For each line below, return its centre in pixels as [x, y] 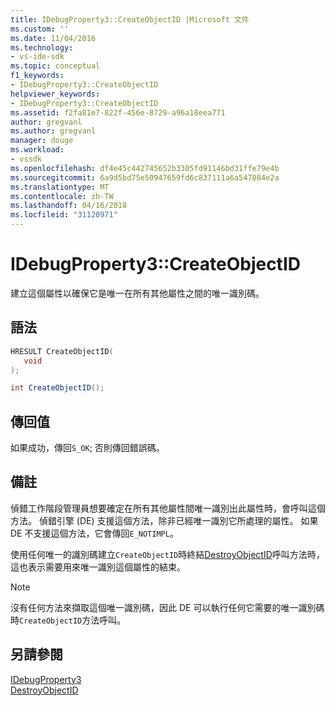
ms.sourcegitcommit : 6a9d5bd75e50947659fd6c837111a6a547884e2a [145, 177]
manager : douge [42, 141]
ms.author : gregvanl [53, 131]
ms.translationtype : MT [60, 187]
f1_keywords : [37, 76]
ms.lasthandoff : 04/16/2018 [69, 206]
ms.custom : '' [40, 29]
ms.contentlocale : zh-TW [62, 196]
